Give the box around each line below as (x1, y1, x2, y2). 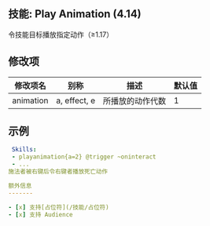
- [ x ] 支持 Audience (8, 210, 73, 218)
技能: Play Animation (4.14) (8, 7, 142, 21)
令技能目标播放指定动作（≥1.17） (8, 30, 114, 39)
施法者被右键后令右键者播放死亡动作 (8, 168, 109, 176)
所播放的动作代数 (102, 95, 167, 106)
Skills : (11, 146, 37, 154)
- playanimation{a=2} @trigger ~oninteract (11, 153, 157, 161)
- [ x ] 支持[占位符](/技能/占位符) (8, 203, 109, 211)
